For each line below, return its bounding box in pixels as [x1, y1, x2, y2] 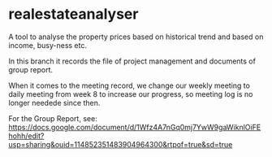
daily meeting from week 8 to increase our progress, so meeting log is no [8, 89, 253, 98]
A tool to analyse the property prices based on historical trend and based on [8, 32, 264, 41]
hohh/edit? [8, 131, 45, 141]
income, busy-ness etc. [8, 40, 88, 50]
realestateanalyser [8, 5, 139, 24]
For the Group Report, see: [8, 113, 97, 123]
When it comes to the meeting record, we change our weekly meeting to [8, 81, 250, 90]
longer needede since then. [8, 98, 101, 107]
